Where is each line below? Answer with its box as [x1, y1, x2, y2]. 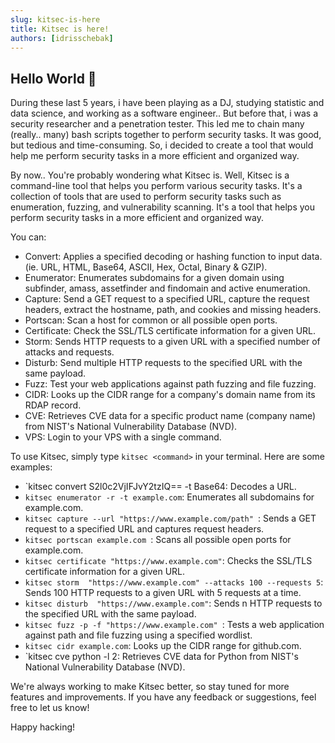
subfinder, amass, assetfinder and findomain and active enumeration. [24, 282, 311, 295]
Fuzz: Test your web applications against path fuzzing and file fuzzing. [24, 378, 317, 390]
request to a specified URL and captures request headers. [24, 523, 265, 535]
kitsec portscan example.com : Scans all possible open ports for [24, 534, 292, 546]
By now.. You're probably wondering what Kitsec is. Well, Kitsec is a [10, 169, 290, 181]
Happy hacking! [10, 721, 76, 733]
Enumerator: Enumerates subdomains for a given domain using [24, 272, 285, 284]
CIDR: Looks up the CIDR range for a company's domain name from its [24, 389, 316, 401]
